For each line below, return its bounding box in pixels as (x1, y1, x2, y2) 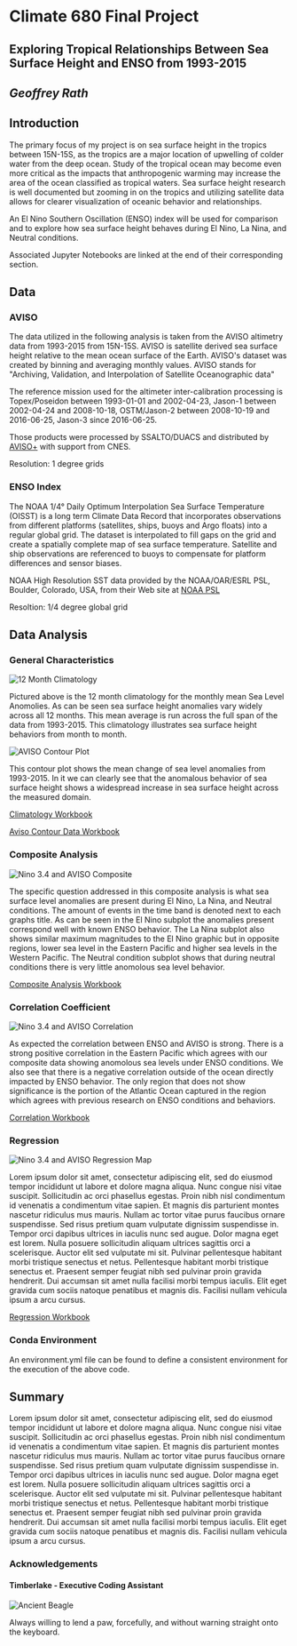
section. (9, 259, 39, 269)
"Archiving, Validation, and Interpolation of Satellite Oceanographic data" (9, 369, 275, 380)
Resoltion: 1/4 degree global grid (9, 602, 129, 612)
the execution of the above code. (9, 1363, 130, 1374)
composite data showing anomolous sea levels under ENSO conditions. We (9, 1058, 284, 1068)
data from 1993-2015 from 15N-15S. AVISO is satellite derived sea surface (9, 340, 277, 352)
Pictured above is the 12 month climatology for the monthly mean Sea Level (9, 691, 285, 702)
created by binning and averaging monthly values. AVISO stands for (9, 360, 257, 371)
